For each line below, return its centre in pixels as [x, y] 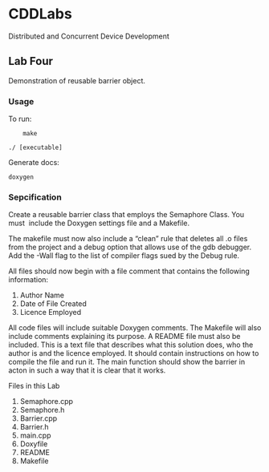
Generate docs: [34, 163]
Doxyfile [34, 444]
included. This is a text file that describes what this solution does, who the [131, 345]
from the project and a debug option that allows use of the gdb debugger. [130, 247]
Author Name [42, 295]
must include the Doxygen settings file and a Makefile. [99, 223]
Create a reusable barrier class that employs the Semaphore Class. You [126, 215]
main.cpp [35, 436]
